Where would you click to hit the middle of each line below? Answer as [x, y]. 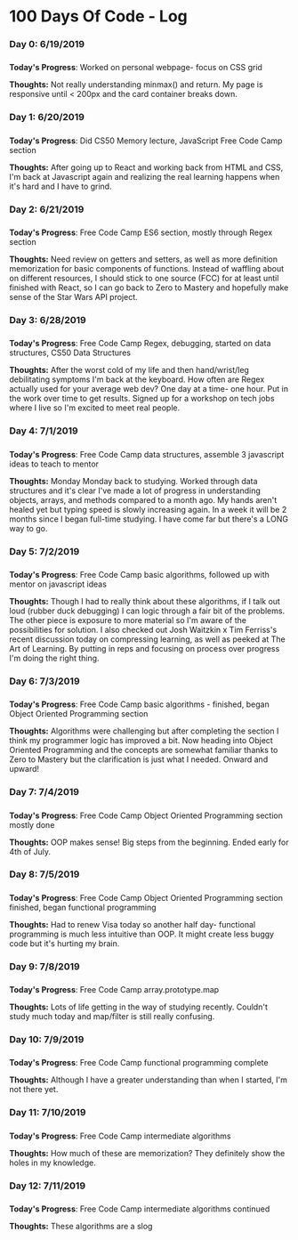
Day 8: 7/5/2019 [44, 874]
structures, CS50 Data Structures [70, 353]
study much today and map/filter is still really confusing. [112, 1017]
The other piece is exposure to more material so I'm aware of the [128, 620]
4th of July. [30, 851]
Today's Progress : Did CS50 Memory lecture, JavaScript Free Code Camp [146, 141]
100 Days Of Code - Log [99, 16]
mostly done [32, 824]
